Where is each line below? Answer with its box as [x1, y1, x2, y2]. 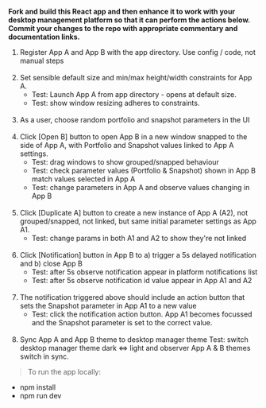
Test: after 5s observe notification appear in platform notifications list [31, 267, 258, 277]
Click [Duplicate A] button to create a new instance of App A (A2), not [19, 208, 249, 217]
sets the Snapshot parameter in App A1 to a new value [19, 301, 197, 310]
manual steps [19, 56, 64, 65]
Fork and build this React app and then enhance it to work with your [8, 7, 236, 16]
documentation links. [8, 32, 80, 41]
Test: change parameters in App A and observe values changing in [31, 183, 250, 192]
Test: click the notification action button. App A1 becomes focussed [31, 309, 253, 319]
